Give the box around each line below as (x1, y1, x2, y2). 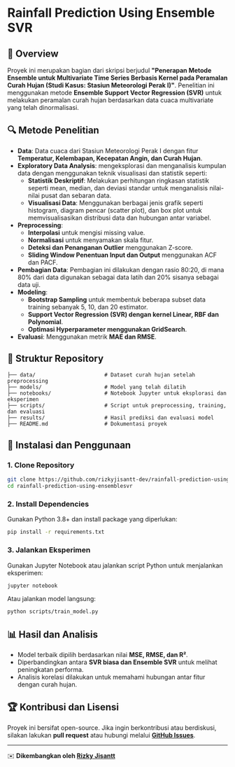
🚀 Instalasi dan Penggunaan (7, 439, 131, 451)
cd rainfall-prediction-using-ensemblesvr (7, 483, 133, 490)
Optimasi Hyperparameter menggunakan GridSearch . (27, 325, 187, 333)
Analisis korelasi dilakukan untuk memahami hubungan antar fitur (17, 673, 206, 682)
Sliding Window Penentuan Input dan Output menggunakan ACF (27, 251, 217, 259)
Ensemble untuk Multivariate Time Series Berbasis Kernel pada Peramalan (7, 73, 228, 82)
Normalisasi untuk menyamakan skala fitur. (27, 236, 154, 244)
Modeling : (17, 288, 48, 296)
